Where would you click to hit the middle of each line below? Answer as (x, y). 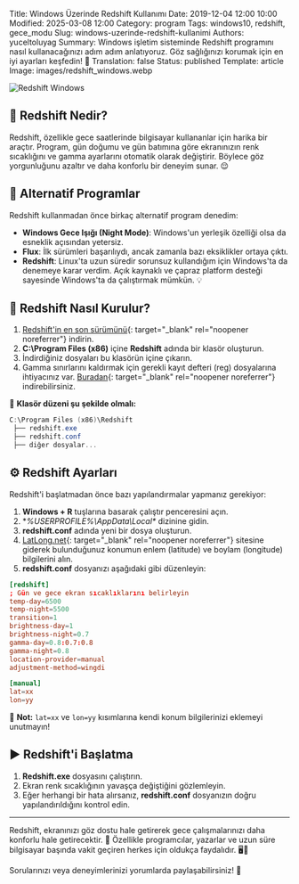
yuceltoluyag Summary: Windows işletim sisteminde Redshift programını (141, 42)
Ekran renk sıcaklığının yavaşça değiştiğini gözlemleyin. (124, 785)
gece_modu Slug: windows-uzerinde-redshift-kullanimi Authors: (127, 33)
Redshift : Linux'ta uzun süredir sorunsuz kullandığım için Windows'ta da (155, 261)
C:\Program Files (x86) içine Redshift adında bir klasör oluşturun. (143, 348)
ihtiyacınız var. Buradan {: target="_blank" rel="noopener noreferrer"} (149, 377)
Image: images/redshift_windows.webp (81, 70)
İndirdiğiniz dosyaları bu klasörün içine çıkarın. (107, 358)
